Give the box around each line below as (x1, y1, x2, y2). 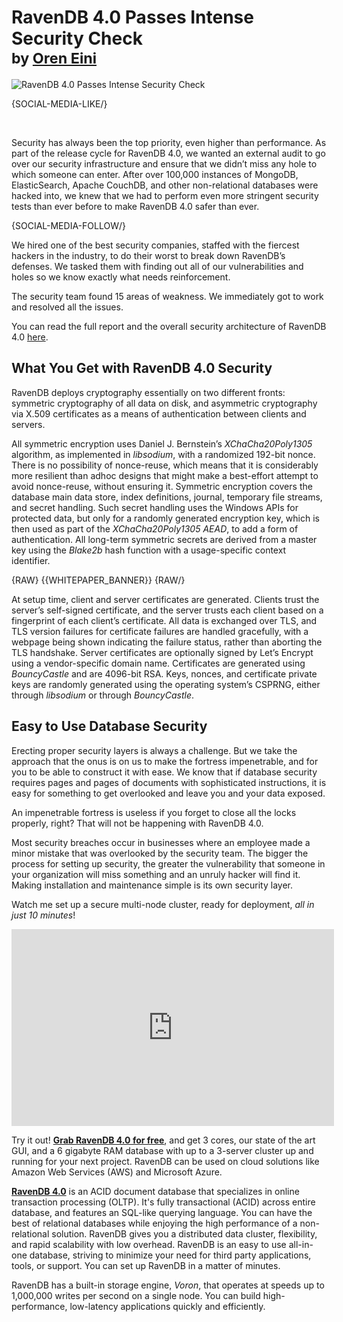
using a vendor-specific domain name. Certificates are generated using (11, 657, 306, 669)
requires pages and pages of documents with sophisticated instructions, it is (11, 776, 327, 788)
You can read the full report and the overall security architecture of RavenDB (11, 320, 327, 332)
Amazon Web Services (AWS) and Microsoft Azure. (11, 1166, 223, 1178)
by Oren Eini (11, 49, 98, 68)
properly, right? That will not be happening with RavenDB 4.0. (11, 817, 264, 829)
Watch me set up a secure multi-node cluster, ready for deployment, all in (11, 898, 315, 910)
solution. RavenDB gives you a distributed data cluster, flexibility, (51, 1227, 318, 1240)
